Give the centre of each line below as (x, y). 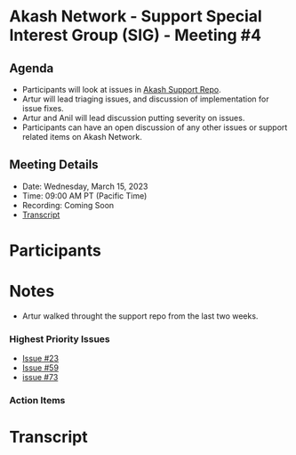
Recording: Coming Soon (68, 205)
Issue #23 (40, 359)
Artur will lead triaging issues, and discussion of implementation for (145, 99)
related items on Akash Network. (82, 137)
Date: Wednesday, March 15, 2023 (85, 186)
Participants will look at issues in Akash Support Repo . (121, 89)
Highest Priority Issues (60, 338)
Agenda (32, 68)
